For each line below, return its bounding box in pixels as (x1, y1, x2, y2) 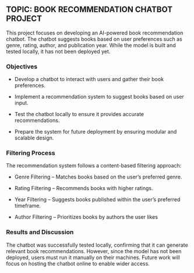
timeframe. (14, 202, 41, 209)
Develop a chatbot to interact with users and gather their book (14, 76, 164, 83)
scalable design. (14, 134, 54, 142)
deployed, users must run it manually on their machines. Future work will (6, 254, 181, 261)
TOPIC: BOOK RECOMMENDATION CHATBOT (6, 5, 173, 15)
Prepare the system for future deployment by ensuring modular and (14, 128, 177, 135)
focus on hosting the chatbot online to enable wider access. (6, 260, 150, 267)
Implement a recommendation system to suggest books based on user (14, 93, 185, 100)
